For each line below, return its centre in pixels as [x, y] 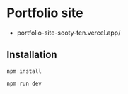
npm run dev [24, 83]
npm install [24, 71]
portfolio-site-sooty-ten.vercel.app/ [69, 33]
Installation [32, 55]
